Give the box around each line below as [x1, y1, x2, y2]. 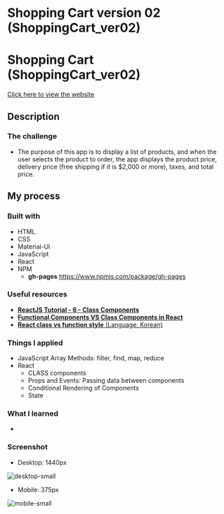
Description [7, 110, 60, 122]
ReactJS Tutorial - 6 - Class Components [17, 305, 140, 314]
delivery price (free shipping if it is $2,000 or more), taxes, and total [17, 162, 214, 171]
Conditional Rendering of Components [27, 384, 139, 393]
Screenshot [7, 442, 48, 452]
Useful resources [7, 289, 68, 299]
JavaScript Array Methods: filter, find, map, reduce [17, 354, 165, 362]
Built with [7, 211, 41, 221]
